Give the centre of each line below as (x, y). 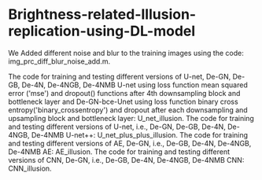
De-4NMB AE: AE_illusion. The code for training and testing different (119, 152)
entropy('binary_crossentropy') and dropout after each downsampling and (128, 110)
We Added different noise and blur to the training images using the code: (126, 53)
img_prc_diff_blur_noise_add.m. (59, 61)
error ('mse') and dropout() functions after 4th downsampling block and (124, 93)
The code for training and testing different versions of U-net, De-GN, (120, 76)
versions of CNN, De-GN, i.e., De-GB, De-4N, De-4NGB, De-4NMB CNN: (126, 160)
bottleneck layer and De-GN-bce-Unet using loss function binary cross (123, 101)
